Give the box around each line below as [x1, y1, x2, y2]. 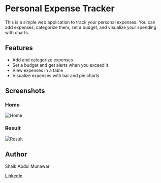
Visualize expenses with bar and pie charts [12, 72, 99, 78]
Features [5, 44, 33, 52]
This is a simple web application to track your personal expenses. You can [5, 19, 156, 25]
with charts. [5, 29, 30, 35]
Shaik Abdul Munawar [5, 163, 50, 169]
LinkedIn [5, 173, 23, 179]
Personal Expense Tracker [5, 3, 115, 14]
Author [5, 150, 27, 158]
